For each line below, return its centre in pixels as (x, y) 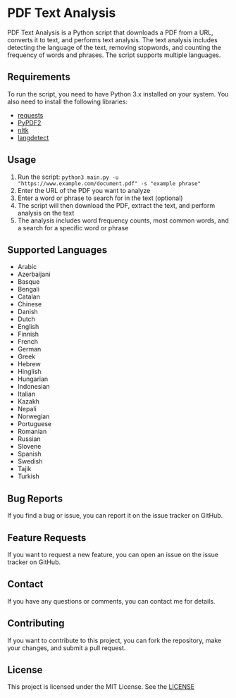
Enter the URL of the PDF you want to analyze (84, 190)
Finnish (28, 334)
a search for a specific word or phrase (73, 228)
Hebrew (29, 364)
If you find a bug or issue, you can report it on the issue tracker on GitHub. (115, 516)
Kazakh (29, 401)
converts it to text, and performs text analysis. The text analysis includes (113, 39)
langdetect (33, 137)
